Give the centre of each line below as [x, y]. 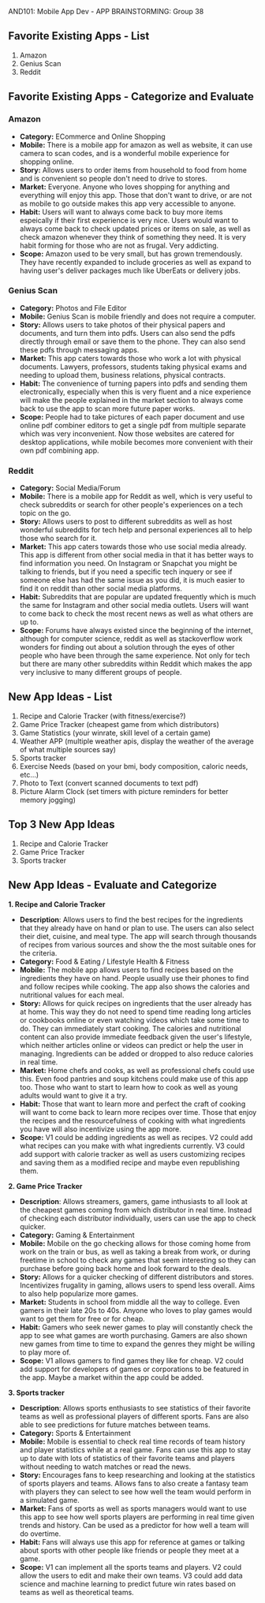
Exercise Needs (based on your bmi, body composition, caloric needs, [134, 766]
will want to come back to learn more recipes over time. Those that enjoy [138, 1112]
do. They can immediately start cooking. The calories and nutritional [131, 1028]
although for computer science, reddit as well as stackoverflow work [131, 639]
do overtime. [40, 1534]
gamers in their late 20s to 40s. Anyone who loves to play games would [136, 1310]
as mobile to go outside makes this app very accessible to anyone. [128, 203]
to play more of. [45, 1352]
